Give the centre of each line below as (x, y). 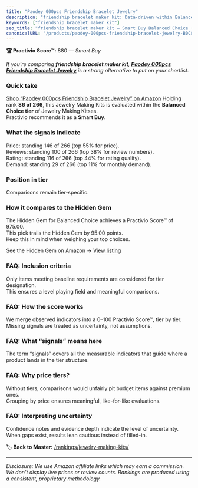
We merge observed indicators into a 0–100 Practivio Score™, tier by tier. (94, 319)
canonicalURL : (24, 34)
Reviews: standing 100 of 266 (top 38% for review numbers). (80, 151)
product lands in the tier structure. (48, 360)
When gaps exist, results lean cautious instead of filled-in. (77, 435)
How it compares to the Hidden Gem (59, 207)
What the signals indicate (43, 133)
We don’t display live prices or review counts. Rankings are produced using (98, 472)
